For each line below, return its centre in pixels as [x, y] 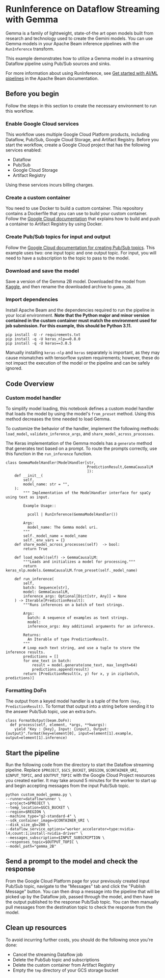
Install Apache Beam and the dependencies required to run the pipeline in [80, 310]
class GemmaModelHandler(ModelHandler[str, [51, 463]
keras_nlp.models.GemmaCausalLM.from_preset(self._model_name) [72, 570]
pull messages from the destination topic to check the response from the [79, 907]
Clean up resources [36, 928]
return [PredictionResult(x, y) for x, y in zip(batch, [82, 674]
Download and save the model [42, 271]
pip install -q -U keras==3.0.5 [39, 344]
